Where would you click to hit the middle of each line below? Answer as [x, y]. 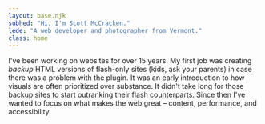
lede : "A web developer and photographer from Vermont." [105, 30]
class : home [28, 38]
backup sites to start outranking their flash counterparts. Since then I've [127, 95]
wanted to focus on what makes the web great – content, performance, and [133, 103]
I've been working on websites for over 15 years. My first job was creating [130, 61]
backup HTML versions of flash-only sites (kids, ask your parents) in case [130, 70]
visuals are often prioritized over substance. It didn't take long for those [126, 86]
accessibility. [30, 112]
